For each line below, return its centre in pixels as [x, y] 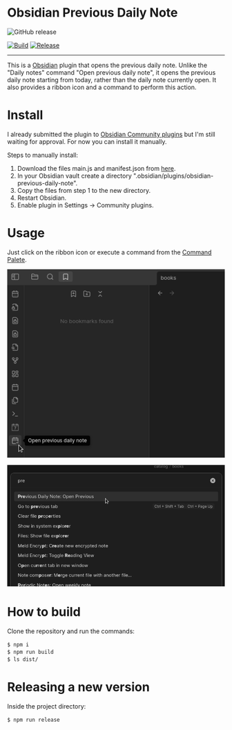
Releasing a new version [78, 687]
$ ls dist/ [23, 659]
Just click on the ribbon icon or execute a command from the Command [109, 252]
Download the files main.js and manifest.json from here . [96, 168]
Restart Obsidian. [42, 198]
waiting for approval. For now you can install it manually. [87, 141]
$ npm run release [33, 720]
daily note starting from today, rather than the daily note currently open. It [112, 79]
